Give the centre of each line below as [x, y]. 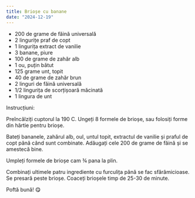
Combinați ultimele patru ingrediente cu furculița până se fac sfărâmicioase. [98, 172]
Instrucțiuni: [21, 108]
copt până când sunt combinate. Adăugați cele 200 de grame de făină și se [97, 143]
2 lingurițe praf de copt [42, 40]
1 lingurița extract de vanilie [48, 46]
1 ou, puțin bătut [34, 65]
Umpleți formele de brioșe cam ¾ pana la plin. [62, 160]
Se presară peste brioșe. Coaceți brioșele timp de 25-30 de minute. [88, 178]
